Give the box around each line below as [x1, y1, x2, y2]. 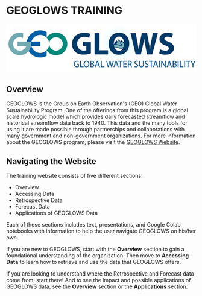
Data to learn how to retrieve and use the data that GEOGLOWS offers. [6, 259, 181, 266]
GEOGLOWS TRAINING [6, 4, 122, 17]
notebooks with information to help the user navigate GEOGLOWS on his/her [6, 227, 196, 235]
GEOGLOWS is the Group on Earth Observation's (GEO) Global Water [6, 100, 178, 107]
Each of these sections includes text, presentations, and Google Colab [6, 221, 181, 228]
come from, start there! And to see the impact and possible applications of [6, 277, 191, 284]
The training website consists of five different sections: [6, 172, 143, 180]
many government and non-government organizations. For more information [6, 132, 196, 139]
